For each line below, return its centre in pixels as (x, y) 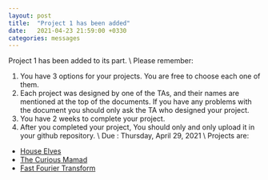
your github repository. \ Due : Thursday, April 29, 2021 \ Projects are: (134, 136)
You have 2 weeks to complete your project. (92, 119)
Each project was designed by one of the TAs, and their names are (130, 94)
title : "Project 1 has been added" (69, 23)
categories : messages (44, 38)
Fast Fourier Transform (58, 168)
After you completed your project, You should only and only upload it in (137, 127)
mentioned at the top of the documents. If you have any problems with (136, 102)
